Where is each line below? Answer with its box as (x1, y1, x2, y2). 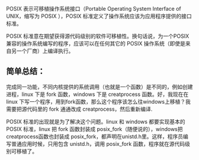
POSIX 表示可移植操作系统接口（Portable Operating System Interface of (6, 5, 182, 12)
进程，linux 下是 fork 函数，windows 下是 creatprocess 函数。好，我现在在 (6, 91, 189, 98)
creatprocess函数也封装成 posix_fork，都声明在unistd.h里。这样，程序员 (6, 133, 184, 140)
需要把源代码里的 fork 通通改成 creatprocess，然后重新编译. (6, 105, 153, 113)
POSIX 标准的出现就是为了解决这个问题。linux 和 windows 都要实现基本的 (6, 118, 185, 125)
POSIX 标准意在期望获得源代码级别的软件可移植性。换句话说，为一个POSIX (6, 33, 190, 40)
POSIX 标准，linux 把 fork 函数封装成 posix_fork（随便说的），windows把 (6, 125, 183, 132)
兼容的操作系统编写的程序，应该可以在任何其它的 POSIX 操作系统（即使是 (6, 40, 185, 47)
